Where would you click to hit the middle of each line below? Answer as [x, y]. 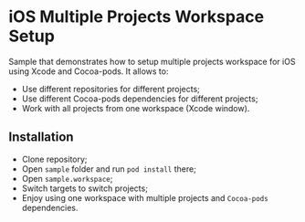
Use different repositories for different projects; [110, 89]
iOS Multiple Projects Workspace [137, 17]
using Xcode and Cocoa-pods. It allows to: [89, 71]
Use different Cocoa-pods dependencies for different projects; [140, 99]
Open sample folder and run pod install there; [109, 169]
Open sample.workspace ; [67, 178]
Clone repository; [54, 159]
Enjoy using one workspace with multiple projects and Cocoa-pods [145, 197]
